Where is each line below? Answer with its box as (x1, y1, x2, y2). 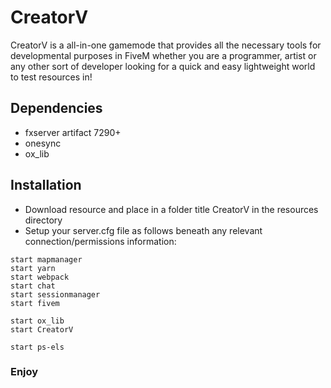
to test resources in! (10, 71, 93, 83)
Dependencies (10, 100, 103, 117)
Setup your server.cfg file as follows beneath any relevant (24, 224, 263, 236)
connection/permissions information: (24, 235, 177, 247)
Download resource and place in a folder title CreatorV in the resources (24, 203, 319, 215)
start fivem (10, 298, 60, 308)
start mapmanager (10, 254, 83, 265)
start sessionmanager (10, 289, 101, 300)
